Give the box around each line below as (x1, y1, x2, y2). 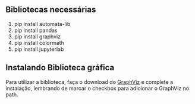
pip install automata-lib (14, 20, 71, 27)
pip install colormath (14, 39, 65, 46)
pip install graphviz (14, 32, 61, 40)
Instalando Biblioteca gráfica (5, 63, 115, 73)
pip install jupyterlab (14, 45, 64, 53)
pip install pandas (14, 27, 58, 34)
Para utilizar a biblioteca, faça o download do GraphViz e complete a (5, 78, 174, 85)
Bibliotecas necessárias (5, 5, 96, 15)
